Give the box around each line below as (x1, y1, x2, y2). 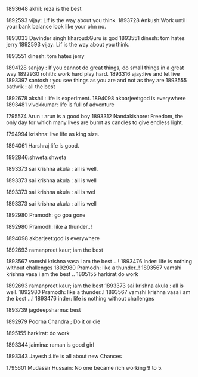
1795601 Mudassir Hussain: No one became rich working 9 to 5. (6, 364, 163, 371)
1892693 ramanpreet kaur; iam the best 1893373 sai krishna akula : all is (6, 282, 184, 289)
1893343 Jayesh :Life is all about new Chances (6, 353, 122, 360)
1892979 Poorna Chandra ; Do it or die (6, 318, 101, 325)
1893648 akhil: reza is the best (6, 5, 82, 12)
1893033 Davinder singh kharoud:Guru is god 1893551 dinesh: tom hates (6, 35, 185, 41)
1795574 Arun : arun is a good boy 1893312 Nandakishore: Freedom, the (6, 113, 184, 119)
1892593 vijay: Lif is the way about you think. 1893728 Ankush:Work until (6, 17, 186, 23)
